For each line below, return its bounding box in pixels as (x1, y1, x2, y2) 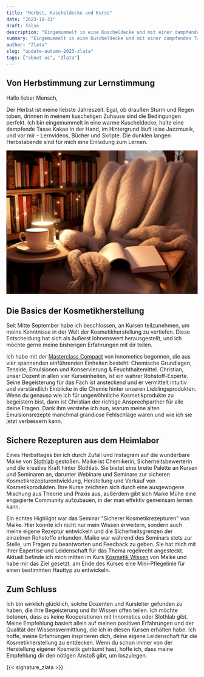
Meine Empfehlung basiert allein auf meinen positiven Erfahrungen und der (6, 620, 194, 627)
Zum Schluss (6, 584, 57, 594)
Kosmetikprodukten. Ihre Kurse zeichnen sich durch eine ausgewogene (6, 484, 185, 491)
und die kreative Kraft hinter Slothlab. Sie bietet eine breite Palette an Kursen (6, 464, 198, 472)
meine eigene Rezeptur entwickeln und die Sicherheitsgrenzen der (6, 528, 173, 535)
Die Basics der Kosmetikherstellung (6, 306, 144, 316)
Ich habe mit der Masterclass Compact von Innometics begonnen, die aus (6, 353, 191, 360)
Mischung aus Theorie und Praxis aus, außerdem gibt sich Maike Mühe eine (6, 490, 196, 498)
